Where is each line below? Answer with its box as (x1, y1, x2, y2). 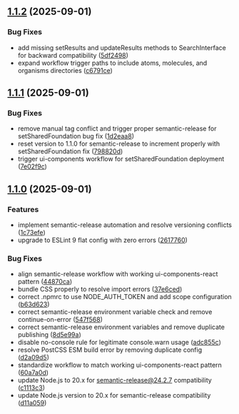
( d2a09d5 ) (17, 353, 50, 362)
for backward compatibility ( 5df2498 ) (17, 51, 128, 59)
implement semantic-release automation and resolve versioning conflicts (17, 221, 232, 229)
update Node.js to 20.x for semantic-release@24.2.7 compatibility (17, 376, 212, 385)
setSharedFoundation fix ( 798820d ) (17, 147, 123, 156)
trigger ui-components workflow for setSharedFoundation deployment (17, 155, 225, 163)
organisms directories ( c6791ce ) (17, 66, 113, 74)
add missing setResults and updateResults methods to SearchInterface (17, 43, 226, 52)
